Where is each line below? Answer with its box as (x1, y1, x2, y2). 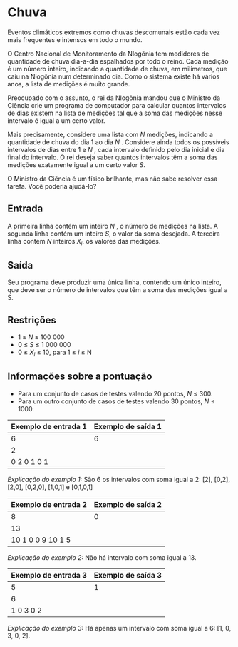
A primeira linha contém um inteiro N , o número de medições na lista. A (7, 221, 219, 230)
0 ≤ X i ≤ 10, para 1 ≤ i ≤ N (17, 348, 93, 358)
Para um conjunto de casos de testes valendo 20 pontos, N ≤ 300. (17, 389, 213, 398)
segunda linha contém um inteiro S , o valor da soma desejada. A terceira (7, 229, 221, 238)
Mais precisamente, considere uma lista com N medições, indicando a (7, 130, 214, 139)
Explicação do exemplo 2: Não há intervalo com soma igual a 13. (7, 553, 197, 561)
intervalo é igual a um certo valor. (7, 116, 105, 125)
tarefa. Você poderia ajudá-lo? (7, 181, 97, 190)
